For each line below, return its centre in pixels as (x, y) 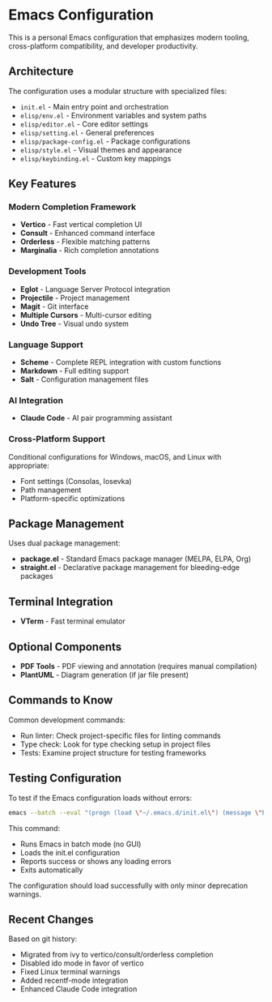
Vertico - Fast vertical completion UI (81, 225)
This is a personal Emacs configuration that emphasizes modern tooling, (129, 37)
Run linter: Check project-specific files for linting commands (120, 735)
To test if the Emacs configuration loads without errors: (100, 798)
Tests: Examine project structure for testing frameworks (113, 752)
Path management (51, 490)
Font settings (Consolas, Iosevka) (76, 481)
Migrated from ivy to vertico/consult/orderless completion (117, 955)
